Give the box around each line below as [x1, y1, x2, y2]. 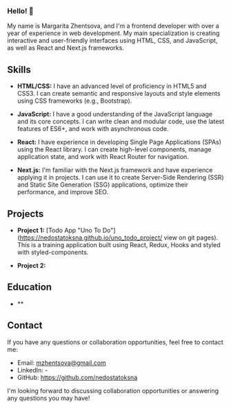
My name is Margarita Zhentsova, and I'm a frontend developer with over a [7, 22, 219, 30]
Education [7, 282, 52, 293]
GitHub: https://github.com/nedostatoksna [17, 373, 138, 381]
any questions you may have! [7, 394, 90, 402]
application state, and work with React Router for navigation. [17, 153, 190, 161]
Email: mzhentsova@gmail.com [17, 358, 107, 367]
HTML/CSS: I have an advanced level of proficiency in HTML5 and [17, 82, 207, 90]
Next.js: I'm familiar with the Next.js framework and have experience [17, 166, 213, 174]
